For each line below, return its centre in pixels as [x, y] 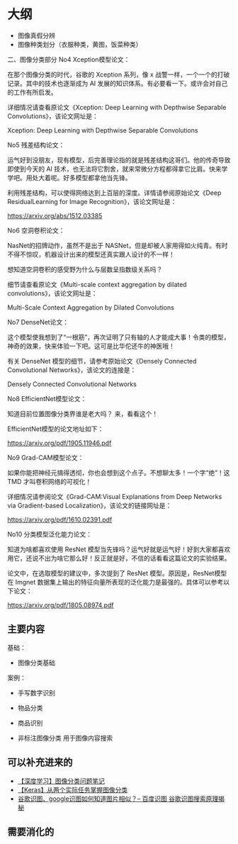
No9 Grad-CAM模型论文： [46, 457]
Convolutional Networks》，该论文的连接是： [72, 370]
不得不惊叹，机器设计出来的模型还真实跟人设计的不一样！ [91, 254]
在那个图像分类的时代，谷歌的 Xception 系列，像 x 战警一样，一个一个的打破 [119, 74]
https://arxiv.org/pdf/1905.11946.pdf [59, 443]
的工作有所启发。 [32, 92]
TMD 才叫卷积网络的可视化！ [50, 481]
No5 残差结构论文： [36, 145]
